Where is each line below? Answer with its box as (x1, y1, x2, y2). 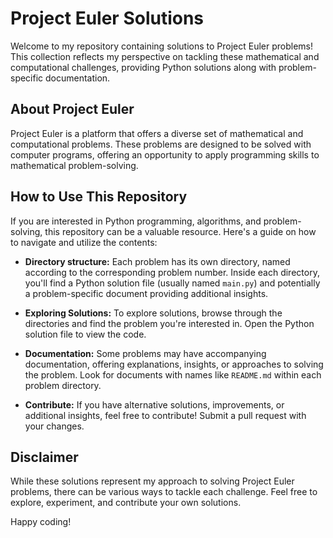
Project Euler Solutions (10, 7, 205, 30)
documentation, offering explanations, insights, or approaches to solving (24, 358, 324, 370)
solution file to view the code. (24, 328, 147, 340)
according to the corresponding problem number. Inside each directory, (24, 266, 320, 278)
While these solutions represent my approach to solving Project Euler (10, 475, 295, 487)
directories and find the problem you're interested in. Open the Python (24, 317, 315, 329)
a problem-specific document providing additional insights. (24, 287, 269, 299)
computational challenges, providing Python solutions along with (10, 61, 277, 73)
